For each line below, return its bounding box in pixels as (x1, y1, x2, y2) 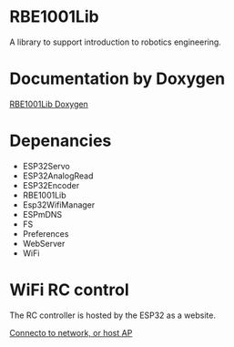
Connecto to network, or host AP (9, 327, 133, 338)
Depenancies (9, 130, 112, 151)
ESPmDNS (22, 209, 63, 219)
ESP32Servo (22, 160, 70, 171)
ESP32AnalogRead (22, 170, 94, 181)
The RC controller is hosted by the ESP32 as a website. (9, 310, 217, 321)
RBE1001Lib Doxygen (9, 98, 88, 109)
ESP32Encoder (22, 179, 80, 190)
